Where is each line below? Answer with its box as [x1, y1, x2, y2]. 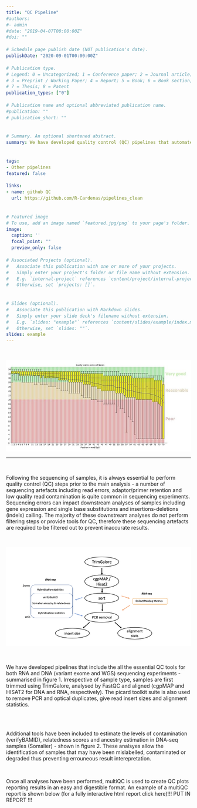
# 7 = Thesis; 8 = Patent [6, 84, 69, 90]
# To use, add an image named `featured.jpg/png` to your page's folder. [6, 220, 191, 226]
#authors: [6, 15, 30, 22]
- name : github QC [6, 189, 51, 195]
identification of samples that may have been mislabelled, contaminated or [6, 749, 186, 756]
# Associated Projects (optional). [6, 257, 93, 263]
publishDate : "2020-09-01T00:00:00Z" [6, 53, 98, 59]
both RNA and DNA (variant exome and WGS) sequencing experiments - [6, 669, 181, 676]
